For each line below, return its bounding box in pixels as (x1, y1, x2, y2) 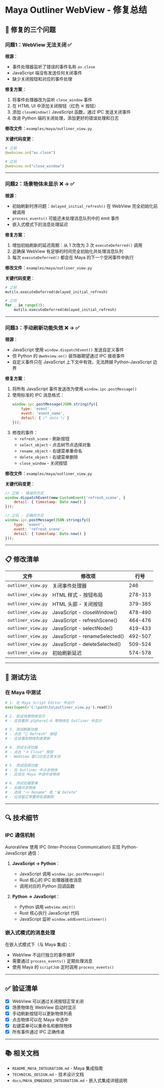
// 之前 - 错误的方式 (5, 490, 44, 495)
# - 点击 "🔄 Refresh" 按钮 (5, 732, 57, 736)
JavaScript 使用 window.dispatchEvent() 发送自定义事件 (12, 347, 124, 353)
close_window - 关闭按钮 (19, 460, 67, 466)
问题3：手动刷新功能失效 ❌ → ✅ (5, 324, 80, 331)
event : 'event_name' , (21, 411, 65, 416)
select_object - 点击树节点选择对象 (19, 442, 91, 447)
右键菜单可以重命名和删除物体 (12, 1022, 72, 1028)
